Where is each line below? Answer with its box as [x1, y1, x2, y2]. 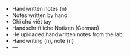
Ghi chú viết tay [11, 18, 51, 25]
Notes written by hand [11, 11, 68, 19]
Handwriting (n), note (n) [11, 37, 74, 44]
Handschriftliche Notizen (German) [11, 24, 100, 31]
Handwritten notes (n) [11, 5, 67, 12]
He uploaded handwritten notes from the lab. [11, 31, 125, 38]
